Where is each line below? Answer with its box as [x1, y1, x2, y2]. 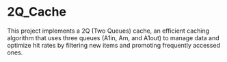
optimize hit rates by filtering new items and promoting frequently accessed [7, 41, 221, 49]
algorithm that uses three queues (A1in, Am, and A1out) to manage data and [7, 33, 220, 42]
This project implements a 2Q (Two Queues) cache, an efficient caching [7, 27, 210, 35]
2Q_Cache [7, 4, 67, 20]
